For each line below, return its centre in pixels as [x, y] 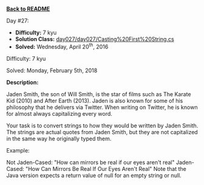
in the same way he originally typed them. [59, 138]
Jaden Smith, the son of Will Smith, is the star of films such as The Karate [99, 94]
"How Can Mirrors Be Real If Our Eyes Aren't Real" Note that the [106, 168]
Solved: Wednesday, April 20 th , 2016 [62, 46]
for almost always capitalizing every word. [60, 113]
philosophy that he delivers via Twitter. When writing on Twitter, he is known [102, 107]
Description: [22, 82]
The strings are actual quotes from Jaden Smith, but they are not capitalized [102, 132]
